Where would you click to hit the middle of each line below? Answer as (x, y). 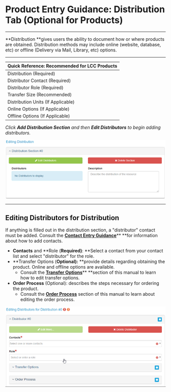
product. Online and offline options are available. (64, 267)
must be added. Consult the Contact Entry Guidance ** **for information (81, 236)
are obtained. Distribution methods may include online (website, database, (83, 44)
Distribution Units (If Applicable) (41, 102)
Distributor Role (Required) (35, 88)
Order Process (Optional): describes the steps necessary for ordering (86, 283)
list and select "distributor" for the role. (53, 256)
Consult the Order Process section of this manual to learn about (88, 294)
